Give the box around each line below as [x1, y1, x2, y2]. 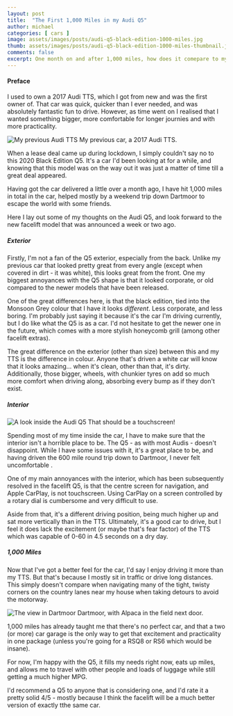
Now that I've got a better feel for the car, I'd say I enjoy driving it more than [7, 565, 224, 574]
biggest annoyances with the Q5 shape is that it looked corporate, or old [7, 276, 214, 284]
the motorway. [7, 595, 49, 603]
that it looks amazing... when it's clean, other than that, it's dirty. [7, 362, 191, 370]
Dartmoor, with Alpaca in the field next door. [77, 608, 204, 616]
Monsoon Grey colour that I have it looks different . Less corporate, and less [7, 304, 223, 312]
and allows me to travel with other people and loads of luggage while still [7, 665, 216, 674]
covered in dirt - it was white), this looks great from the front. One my [7, 269, 206, 277]
